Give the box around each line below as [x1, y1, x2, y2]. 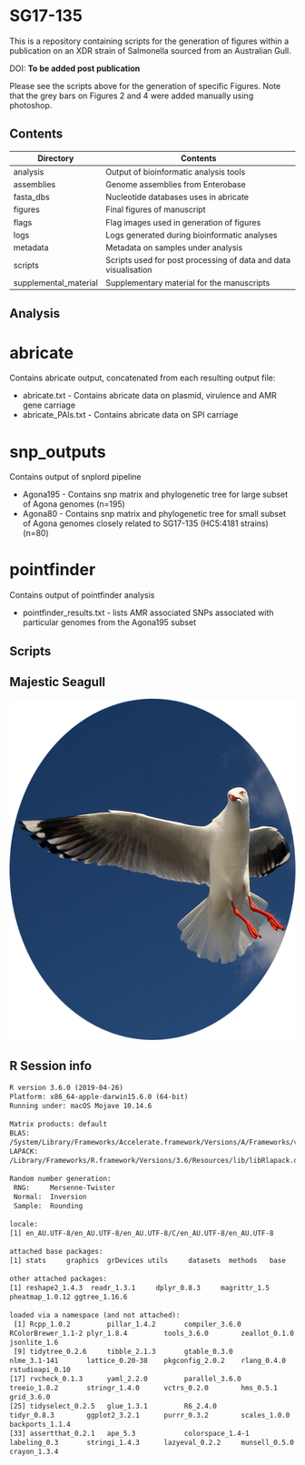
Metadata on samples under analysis [105, 242, 243, 253]
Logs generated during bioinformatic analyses [105, 229, 278, 240]
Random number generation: [9, 1175, 112, 1184]
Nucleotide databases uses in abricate [105, 192, 250, 202]
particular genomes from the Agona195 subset [22, 617, 197, 628]
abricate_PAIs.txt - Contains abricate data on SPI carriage [22, 409, 239, 420]
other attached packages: [9, 1275, 107, 1284]
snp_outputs [9, 441, 106, 462]
